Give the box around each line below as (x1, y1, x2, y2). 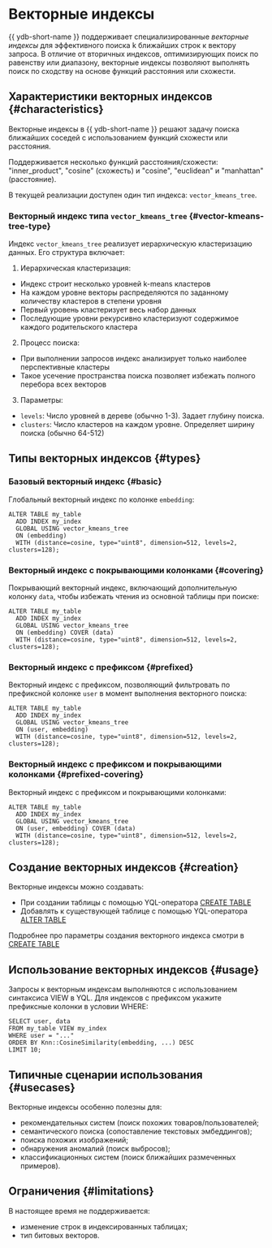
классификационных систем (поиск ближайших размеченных (19, 1152, 236, 1162)
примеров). (19, 1161, 61, 1171)
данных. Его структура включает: (8, 248, 125, 257)
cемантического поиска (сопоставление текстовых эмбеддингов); (19, 1126, 253, 1137)
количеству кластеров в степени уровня (19, 296, 162, 306)
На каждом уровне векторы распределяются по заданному (19, 287, 229, 297)
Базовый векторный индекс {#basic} (8, 476, 162, 487)
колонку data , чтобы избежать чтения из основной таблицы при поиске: (8, 592, 260, 602)
